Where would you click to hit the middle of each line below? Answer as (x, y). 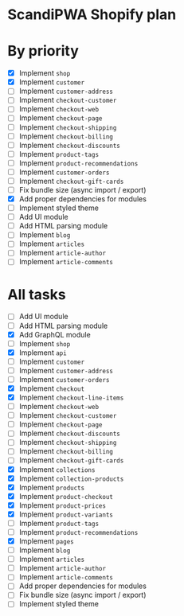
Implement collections (57, 469)
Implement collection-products (71, 478)
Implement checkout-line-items (71, 397)
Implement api (43, 353)
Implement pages (46, 541)
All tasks (37, 294)
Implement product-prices (63, 505)
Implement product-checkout (66, 496)
